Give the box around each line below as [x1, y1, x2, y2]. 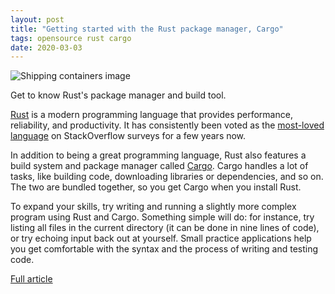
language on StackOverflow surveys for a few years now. [10, 130, 247, 142]
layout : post [10, 14, 65, 25]
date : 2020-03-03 [10, 42, 83, 53]
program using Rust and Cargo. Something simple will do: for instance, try [10, 211, 315, 223]
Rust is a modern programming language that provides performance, [10, 109, 293, 121]
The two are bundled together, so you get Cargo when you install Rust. [10, 181, 302, 193]
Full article [10, 273, 53, 285]
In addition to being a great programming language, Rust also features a [10, 149, 307, 161]
